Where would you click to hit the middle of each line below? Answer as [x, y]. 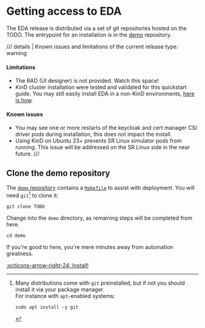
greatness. [20, 253]
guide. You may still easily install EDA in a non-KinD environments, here [105, 94]
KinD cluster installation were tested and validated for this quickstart [101, 88]
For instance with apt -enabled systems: [65, 296]
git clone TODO [26, 206]
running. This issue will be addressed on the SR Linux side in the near [103, 147]
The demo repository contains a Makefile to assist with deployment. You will [101, 188]
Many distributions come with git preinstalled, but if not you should [100, 283]
